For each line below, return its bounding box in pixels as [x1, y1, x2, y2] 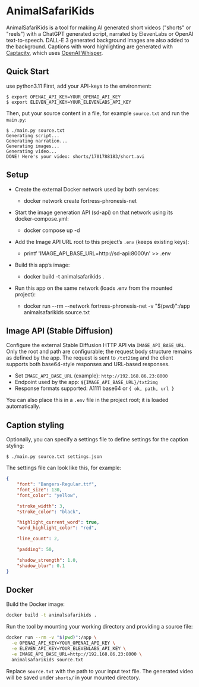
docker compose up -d [23, 227, 80, 234]
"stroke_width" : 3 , [17, 503, 65, 509]
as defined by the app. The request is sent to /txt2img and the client [6, 354, 173, 361]
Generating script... [6, 132, 60, 138]
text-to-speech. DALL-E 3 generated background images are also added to [6, 36, 189, 44]
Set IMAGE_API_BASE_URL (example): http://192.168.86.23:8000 [14, 372, 168, 379]
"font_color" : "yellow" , [17, 492, 78, 499]
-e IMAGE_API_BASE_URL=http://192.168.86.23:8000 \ [11, 651, 143, 657]
